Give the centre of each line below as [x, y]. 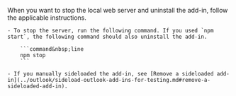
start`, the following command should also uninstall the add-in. [107, 37]
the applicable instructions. [47, 18]
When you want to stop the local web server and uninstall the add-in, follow [118, 10]
